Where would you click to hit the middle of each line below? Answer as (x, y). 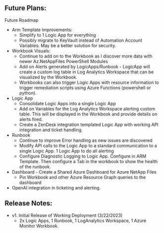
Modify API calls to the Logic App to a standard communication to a (88, 145)
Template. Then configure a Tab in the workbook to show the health (88, 161)
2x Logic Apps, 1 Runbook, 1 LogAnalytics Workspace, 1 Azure (83, 221)
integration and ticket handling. (51, 130)
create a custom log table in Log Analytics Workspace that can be (86, 72)
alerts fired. (31, 119)
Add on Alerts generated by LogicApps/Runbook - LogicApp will (85, 66)
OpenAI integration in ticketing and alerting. (56, 187)
